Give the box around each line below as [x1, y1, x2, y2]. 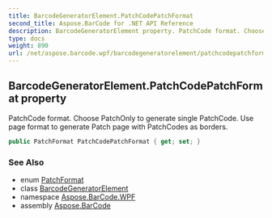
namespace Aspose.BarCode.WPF [19, 191, 136, 202]
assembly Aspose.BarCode [19, 200, 111, 210]
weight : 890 [8, 42, 49, 50]
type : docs [8, 34, 45, 43]
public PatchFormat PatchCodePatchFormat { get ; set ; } [8, 137, 201, 145]
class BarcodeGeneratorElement [19, 183, 129, 193]
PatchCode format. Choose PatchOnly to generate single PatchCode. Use [8, 113, 254, 123]
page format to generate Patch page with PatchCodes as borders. [8, 122, 228, 132]
